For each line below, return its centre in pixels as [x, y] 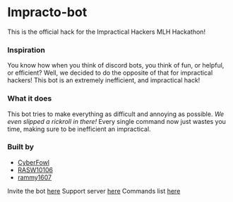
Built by [20, 147]
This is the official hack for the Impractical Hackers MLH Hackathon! [107, 32]
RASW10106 [35, 170]
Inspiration [26, 50]
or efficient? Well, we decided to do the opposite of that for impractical [110, 73]
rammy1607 [34, 177]
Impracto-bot [47, 12]
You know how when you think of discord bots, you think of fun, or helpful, [116, 65]
